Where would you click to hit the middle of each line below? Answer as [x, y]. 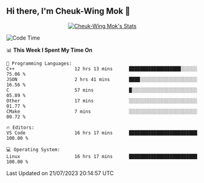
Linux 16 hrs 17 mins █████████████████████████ [102, 156]
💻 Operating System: [33, 149]
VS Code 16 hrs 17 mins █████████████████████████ [102, 133]
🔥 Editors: [20, 127]
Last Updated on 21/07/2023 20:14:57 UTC [60, 173]
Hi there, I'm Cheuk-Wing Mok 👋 [69, 11]
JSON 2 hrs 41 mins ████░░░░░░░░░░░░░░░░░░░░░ [102, 79]
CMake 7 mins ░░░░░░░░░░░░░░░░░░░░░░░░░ [102, 111]
